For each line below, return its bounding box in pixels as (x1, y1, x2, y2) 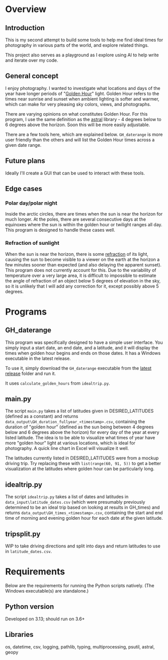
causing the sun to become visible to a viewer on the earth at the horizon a (5, 256, 160, 262)
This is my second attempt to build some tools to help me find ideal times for (5, 37, 163, 43)
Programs (5, 306, 47, 317)
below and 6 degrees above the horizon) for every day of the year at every (5, 429, 159, 435)
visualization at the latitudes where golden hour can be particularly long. (5, 466, 154, 472)
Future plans (5, 157, 45, 165)
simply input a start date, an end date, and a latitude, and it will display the (5, 344, 158, 350)
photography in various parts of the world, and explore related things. (5, 42, 149, 48)
